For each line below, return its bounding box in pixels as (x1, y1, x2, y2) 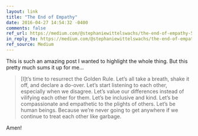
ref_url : (6, 31, 28, 37)
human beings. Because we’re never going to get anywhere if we (20, 107, 179, 114)
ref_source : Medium (6, 42, 54, 48)
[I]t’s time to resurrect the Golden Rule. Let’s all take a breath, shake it (20, 75, 190, 82)
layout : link (6, 8, 38, 15)
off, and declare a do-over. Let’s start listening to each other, (20, 81, 168, 88)
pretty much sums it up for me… (6, 64, 84, 71)
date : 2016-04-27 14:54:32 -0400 (6, 19, 88, 25)
